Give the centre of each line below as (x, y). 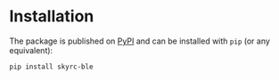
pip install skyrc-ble (51, 67)
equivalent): (31, 50)
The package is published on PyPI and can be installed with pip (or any (139, 41)
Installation (52, 16)
